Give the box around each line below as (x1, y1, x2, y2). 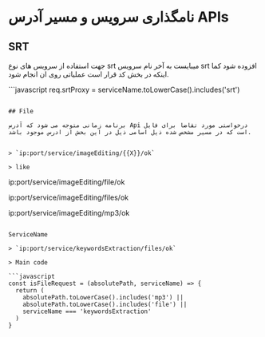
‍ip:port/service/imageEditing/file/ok (8, 177, 125, 187)
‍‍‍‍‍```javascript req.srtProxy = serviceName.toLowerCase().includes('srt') (8, 85, 240, 94)
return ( (15, 287, 45, 295)
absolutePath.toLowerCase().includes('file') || (22, 300, 188, 308)
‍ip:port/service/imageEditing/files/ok (8, 192, 129, 202)
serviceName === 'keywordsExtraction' (22, 307, 152, 315)
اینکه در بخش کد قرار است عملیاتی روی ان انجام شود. (8, 69, 169, 79)
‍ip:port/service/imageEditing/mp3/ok (8, 208, 130, 217)
